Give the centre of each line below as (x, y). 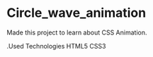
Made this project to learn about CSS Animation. (77, 32)
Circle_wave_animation (76, 13)
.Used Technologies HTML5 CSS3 (56, 46)
